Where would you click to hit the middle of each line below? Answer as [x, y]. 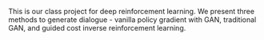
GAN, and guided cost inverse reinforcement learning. [97, 28]
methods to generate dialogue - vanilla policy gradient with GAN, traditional [132, 20]
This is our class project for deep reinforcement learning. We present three [131, 11]
